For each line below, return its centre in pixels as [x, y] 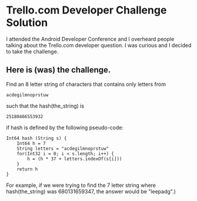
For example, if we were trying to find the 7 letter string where [81, 185]
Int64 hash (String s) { [36, 138]
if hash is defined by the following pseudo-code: [65, 128]
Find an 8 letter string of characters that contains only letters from [86, 84]
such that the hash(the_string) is [45, 106]
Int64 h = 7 [31, 143]
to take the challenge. [32, 51]
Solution [27, 23]
